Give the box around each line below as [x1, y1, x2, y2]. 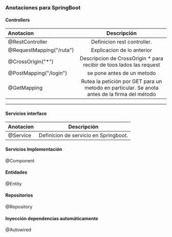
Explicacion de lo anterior [91, 46, 153, 54]
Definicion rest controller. [91, 38, 152, 45]
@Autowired [5, 227, 32, 233]
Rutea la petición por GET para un [81, 78, 162, 85]
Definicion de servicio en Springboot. [38, 132, 128, 139]
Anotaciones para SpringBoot [5, 4, 81, 11]
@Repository [5, 203, 33, 209]
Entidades [5, 169, 28, 175]
